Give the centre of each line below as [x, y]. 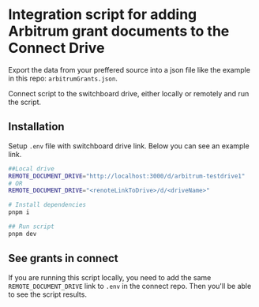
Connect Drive [56, 48]
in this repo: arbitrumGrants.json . [63, 78]
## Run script [32, 227]
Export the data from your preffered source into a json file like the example [129, 69]
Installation [36, 127]
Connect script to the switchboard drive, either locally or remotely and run [129, 93]
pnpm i [19, 212]
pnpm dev [23, 234]
